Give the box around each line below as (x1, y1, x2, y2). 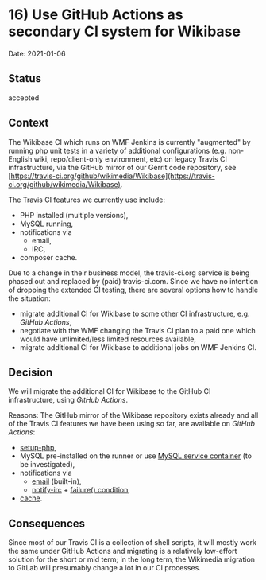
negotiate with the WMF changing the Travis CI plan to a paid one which (19, 325, 256, 335)
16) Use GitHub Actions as (8, 6, 183, 24)
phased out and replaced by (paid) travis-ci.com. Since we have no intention (8, 276, 259, 286)
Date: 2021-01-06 (8, 49, 66, 58)
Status (8, 72, 42, 85)
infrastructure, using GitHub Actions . (8, 395, 129, 405)
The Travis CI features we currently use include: (8, 195, 165, 204)
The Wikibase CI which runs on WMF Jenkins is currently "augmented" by (8, 137, 252, 146)
